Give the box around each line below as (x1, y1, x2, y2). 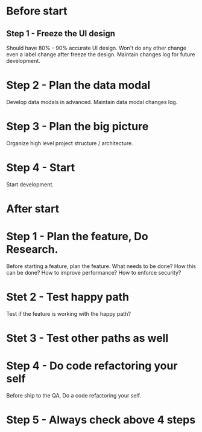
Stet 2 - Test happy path (6, 290, 130, 304)
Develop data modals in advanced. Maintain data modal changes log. (6, 98, 178, 105)
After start (6, 202, 59, 215)
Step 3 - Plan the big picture (6, 120, 149, 134)
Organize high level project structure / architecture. (6, 139, 134, 146)
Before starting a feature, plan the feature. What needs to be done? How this (6, 262, 196, 270)
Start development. (6, 180, 54, 188)
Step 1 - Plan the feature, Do (6, 230, 149, 243)
